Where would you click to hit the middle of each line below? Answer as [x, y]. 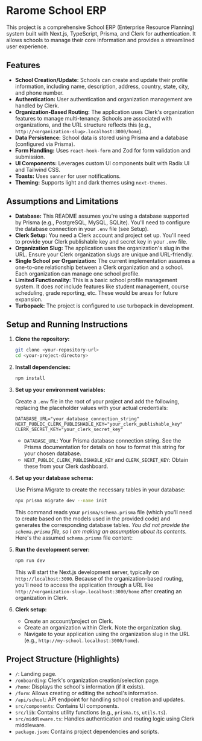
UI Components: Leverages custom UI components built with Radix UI [102, 163]
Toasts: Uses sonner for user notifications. [68, 176]
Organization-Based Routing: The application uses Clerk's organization [105, 112]
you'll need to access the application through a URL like [84, 585]
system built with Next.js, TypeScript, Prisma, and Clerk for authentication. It [101, 33]
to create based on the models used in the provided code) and [93, 519]
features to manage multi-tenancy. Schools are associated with [93, 118]
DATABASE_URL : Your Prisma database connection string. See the [103, 440]
